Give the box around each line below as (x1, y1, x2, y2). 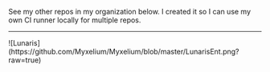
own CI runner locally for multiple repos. (8, 15, 141, 25)
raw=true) (8, 55, 42, 65)
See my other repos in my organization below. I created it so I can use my (8, 7, 252, 16)
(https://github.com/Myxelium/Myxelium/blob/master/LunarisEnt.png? (8, 47, 239, 56)
